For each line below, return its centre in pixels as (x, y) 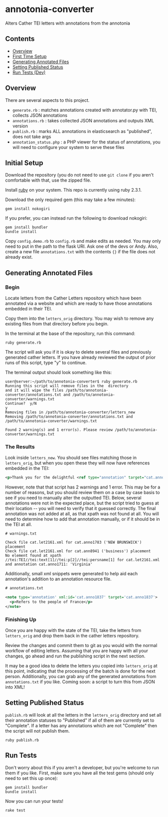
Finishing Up (21, 619)
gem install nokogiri (28, 209)
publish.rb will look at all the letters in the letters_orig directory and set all (83, 715)
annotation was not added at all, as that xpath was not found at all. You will (82, 514)
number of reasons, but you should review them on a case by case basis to (82, 493)
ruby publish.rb (22, 740)
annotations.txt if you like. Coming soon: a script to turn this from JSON (80, 682)
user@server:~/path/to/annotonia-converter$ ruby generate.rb (71, 382)
